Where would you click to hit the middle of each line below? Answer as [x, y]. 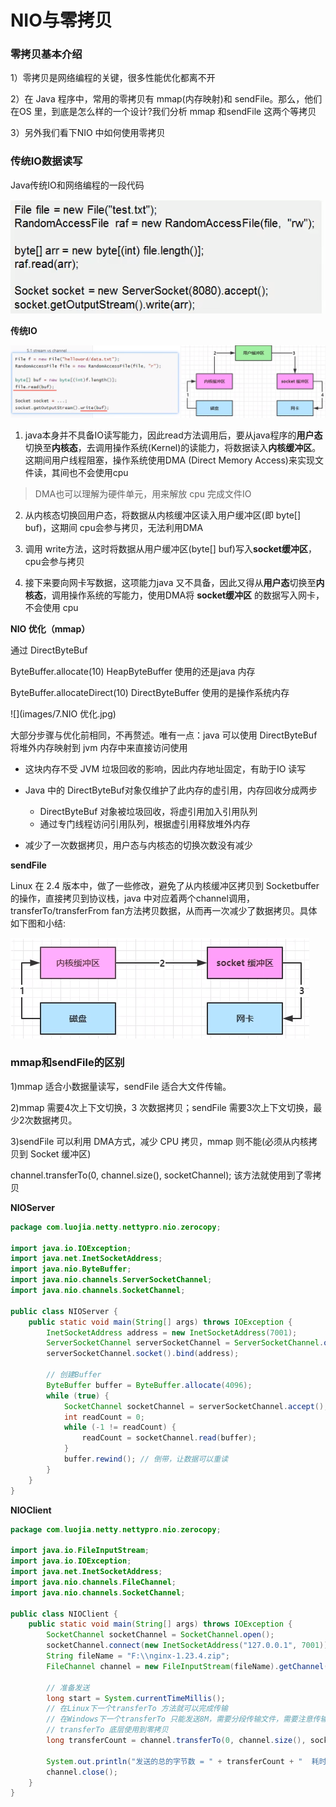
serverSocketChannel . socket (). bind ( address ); [143, 1354]
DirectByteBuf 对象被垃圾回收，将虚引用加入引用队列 [148, 811]
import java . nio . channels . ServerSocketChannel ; [111, 1280]
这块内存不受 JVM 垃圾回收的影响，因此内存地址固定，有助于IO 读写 [165, 768]
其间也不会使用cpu [90, 472]
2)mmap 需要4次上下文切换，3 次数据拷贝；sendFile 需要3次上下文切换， [162, 1107]
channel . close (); [82, 1772]
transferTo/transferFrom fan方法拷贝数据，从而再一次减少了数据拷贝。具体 [164, 910]
